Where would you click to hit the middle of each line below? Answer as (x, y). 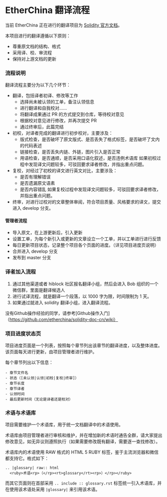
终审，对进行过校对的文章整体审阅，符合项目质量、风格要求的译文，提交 (86, 202)
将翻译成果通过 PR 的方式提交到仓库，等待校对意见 (72, 114)
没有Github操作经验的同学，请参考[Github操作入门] (58, 313)
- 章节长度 (15, 383)
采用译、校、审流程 (32, 53)
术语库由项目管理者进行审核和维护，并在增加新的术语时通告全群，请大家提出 (84, 435)
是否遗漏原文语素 (37, 183)
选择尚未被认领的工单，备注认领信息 (57, 102)
